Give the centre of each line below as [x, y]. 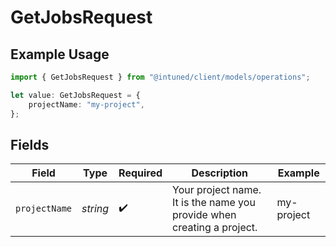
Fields [30, 144]
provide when [204, 215]
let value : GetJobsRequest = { [75, 95]
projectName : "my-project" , [86, 104]
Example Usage [60, 54]
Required [140, 173]
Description [219, 173]
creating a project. [215, 228]
